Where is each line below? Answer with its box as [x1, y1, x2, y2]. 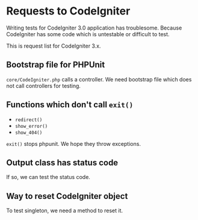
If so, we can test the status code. [6, 174, 90, 181]
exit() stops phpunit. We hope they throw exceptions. [6, 140, 141, 147]
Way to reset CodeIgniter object [6, 191, 128, 201]
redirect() [14, 116, 43, 123]
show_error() [14, 123, 48, 129]
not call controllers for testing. [6, 82, 81, 89]
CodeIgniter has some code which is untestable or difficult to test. [6, 30, 170, 37]
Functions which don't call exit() [6, 99, 134, 110]
